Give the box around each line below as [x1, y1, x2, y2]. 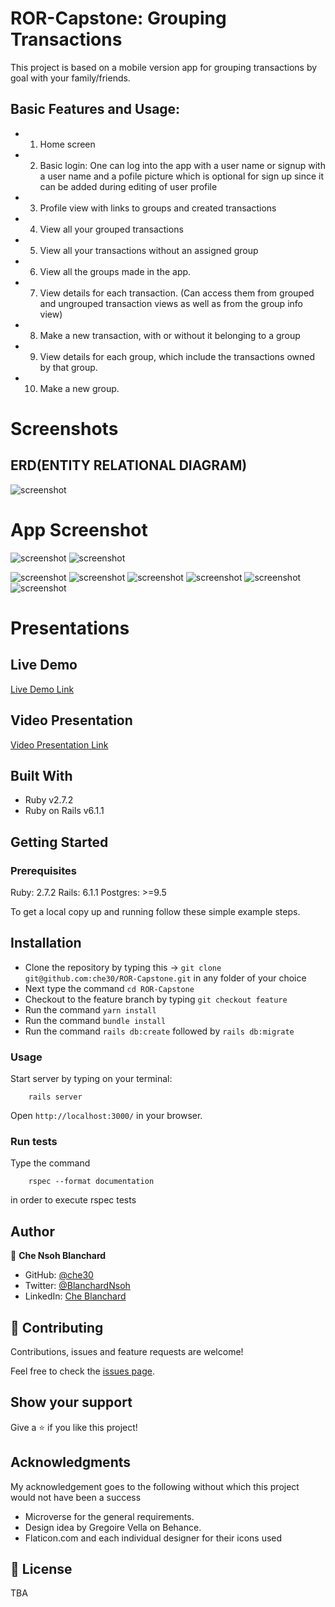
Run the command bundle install [24, 1014, 167, 1026]
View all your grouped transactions [39, 223, 184, 235]
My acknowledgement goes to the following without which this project [10, 1480, 300, 1492]
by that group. [39, 361, 98, 373]
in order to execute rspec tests [10, 1194, 137, 1206]
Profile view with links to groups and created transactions [39, 202, 277, 214]
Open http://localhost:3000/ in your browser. [10, 1110, 203, 1122]
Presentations [10, 617, 130, 639]
